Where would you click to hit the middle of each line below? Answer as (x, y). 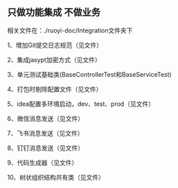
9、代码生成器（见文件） (43, 162)
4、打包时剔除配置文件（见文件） (55, 89)
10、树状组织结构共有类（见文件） (56, 177)
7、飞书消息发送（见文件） (45, 133)
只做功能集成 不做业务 (54, 12)
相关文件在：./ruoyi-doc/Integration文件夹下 (70, 30)
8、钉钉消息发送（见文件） (46, 148)
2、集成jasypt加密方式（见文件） (54, 59)
